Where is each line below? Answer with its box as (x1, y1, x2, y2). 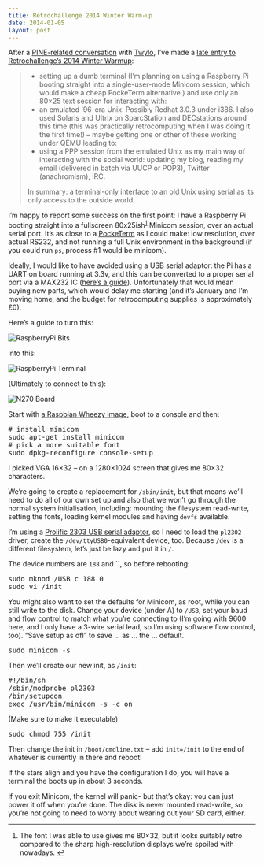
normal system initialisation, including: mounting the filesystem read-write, (8, 503, 250, 513)
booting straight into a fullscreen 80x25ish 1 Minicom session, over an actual (8, 219, 254, 230)
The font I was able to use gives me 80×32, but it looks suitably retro (19, 831, 243, 841)
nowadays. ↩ (19, 848, 65, 857)
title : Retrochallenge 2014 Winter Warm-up (8, 11, 153, 20)
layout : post (8, 26, 51, 34)
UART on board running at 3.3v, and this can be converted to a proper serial (8, 269, 254, 279)
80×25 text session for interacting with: (38, 96, 167, 106)
